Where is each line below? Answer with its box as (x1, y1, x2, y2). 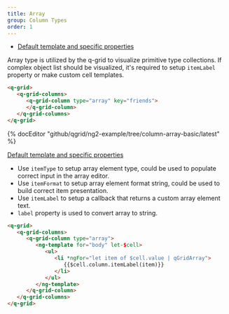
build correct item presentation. (17, 186, 109, 194)
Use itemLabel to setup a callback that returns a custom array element (17, 194, 221, 202)
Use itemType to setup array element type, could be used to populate (17, 164, 217, 172)
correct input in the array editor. (17, 171, 110, 180)
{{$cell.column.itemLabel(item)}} (63, 261, 165, 268)
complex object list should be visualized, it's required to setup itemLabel (7, 64, 216, 72)
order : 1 (7, 23, 33, 30)
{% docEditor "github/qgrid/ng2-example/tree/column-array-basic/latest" (7, 129, 221, 138)
